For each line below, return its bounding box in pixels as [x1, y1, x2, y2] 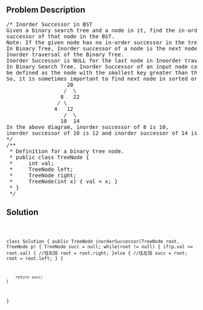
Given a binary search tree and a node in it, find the [6, 27, 175, 34]
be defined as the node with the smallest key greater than [6, 69, 188, 76]
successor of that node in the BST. [6, 33, 115, 40]
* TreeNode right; [9, 172, 77, 179]
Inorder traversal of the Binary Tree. [6, 51, 124, 58]
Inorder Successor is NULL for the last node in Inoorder [6, 57, 182, 64]
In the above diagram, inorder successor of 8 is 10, [6, 123, 169, 131]
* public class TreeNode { [9, 153, 89, 161]
